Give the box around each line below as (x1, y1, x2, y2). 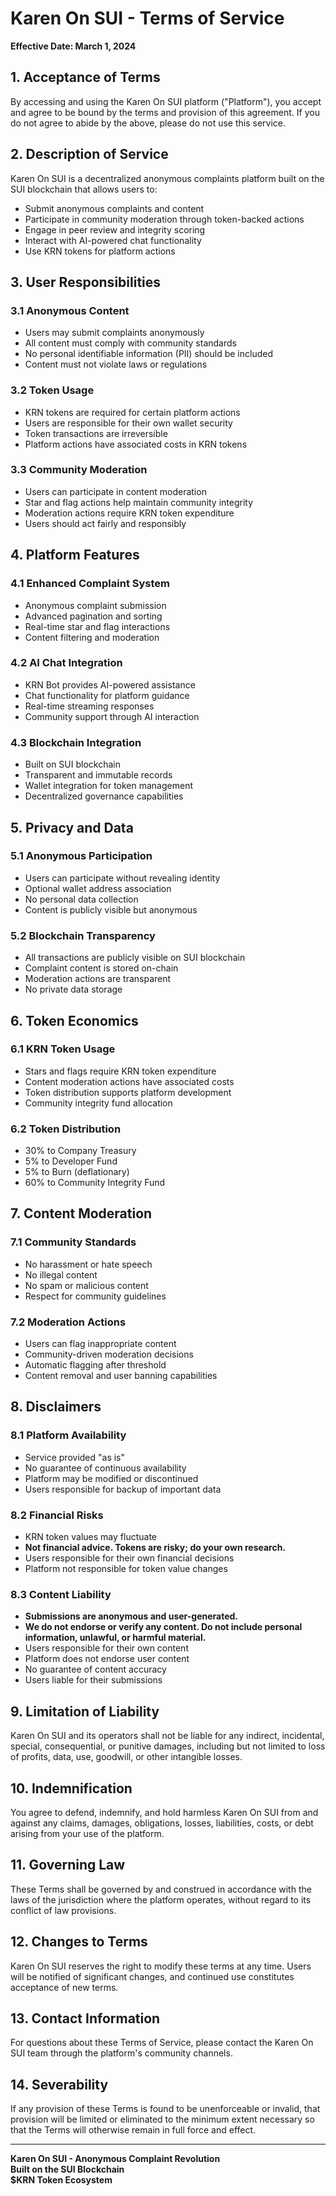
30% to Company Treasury (24, 1145, 137, 1157)
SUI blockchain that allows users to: (10, 183, 158, 195)
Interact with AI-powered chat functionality (24, 234, 202, 246)
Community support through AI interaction (24, 710, 200, 722)
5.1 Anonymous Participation (10, 849, 153, 863)
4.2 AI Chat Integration (10, 656, 123, 670)
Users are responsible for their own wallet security (24, 417, 233, 429)
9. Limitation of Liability (10, 1703, 160, 1720)
